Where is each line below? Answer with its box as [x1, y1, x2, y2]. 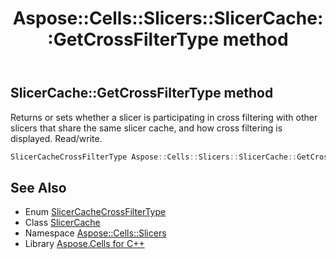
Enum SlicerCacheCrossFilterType [24, 206, 167, 218]
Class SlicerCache [24, 217, 101, 229]
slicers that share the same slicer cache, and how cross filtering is [10, 122, 283, 134]
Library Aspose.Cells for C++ [24, 238, 145, 250]
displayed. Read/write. [10, 132, 103, 144]
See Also [10, 179, 67, 196]
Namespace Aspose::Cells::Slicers [24, 227, 167, 239]
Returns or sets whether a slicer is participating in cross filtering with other [10, 111, 318, 123]
